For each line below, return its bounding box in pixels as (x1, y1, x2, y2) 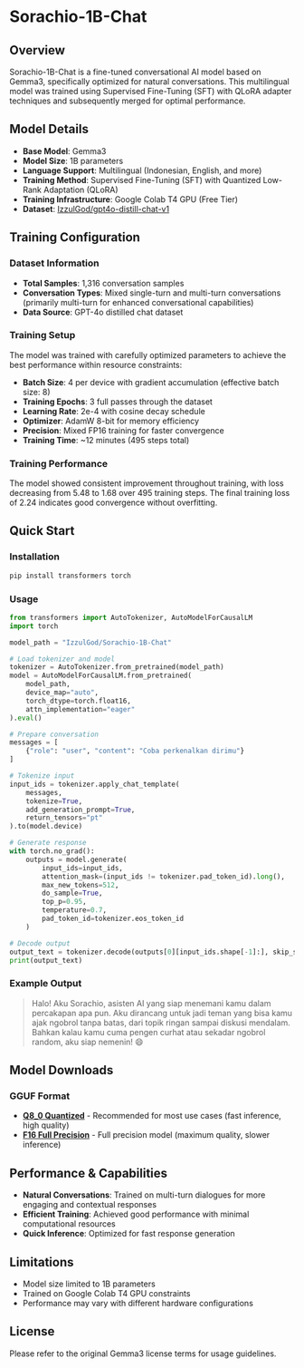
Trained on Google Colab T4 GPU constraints (22, 1288, 191, 1299)
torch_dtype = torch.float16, (25, 696, 131, 705)
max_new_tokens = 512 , (42, 880, 119, 889)
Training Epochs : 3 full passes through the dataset (22, 396, 213, 407)
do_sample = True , (42, 888, 103, 898)
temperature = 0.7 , (42, 906, 107, 915)
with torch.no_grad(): (9, 847, 95, 856)
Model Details (9, 121, 89, 137)
